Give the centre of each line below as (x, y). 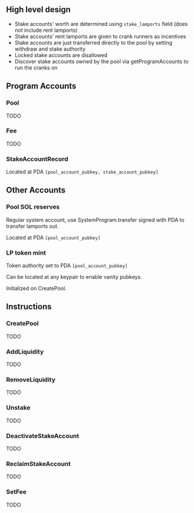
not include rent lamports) (46, 30)
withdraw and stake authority (50, 49)
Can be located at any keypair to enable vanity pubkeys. (74, 277)
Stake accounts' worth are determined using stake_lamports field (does (101, 24)
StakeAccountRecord (37, 159)
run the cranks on (36, 68)
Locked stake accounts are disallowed (61, 55)
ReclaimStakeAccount (39, 464)
